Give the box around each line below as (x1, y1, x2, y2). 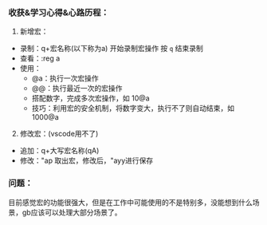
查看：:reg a (19, 53, 61, 63)
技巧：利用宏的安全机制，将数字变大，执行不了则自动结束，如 (31, 104, 235, 113)
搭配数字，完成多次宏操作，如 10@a (31, 93, 150, 103)
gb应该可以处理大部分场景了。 (22, 207, 122, 217)
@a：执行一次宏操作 (31, 73, 99, 83)
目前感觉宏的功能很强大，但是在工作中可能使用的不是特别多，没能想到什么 (8, 197, 253, 207)
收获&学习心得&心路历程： (8, 6, 109, 18)
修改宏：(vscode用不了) (19, 129, 99, 139)
